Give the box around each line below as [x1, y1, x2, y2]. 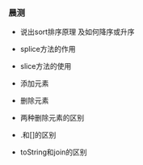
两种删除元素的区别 [19, 113, 85, 123]
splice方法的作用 [19, 44, 76, 54]
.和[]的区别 [19, 130, 57, 140]
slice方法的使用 [19, 61, 72, 71]
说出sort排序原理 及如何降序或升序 [19, 27, 135, 37]
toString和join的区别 [19, 147, 87, 157]
